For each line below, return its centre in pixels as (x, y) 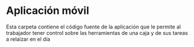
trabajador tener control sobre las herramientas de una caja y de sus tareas (97, 32)
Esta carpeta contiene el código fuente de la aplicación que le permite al (93, 27)
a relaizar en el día (28, 39)
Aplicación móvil (48, 11)
